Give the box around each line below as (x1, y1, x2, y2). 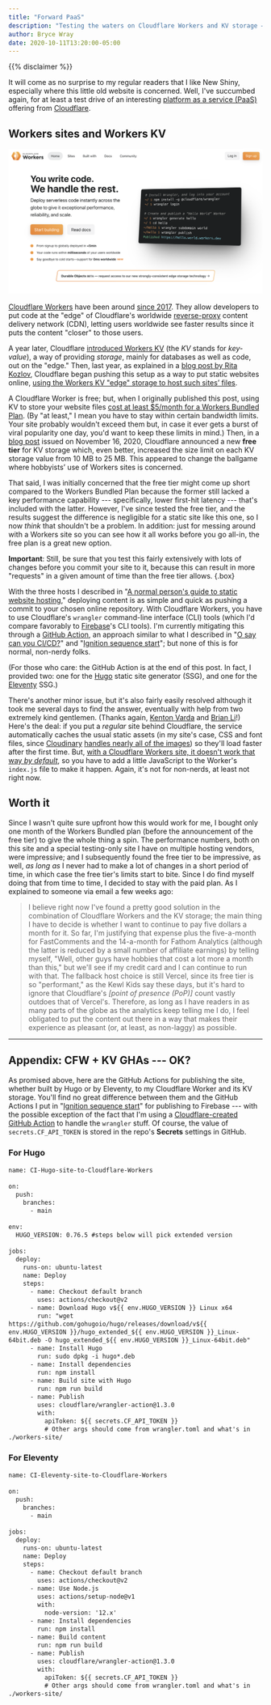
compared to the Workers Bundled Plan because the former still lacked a (8, 486, 250, 496)
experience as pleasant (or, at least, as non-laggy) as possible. (27, 1022, 237, 1032)
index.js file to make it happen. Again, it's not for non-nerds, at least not (8, 765, 250, 774)
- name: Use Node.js (29, 1584, 99, 1593)
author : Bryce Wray (8, 30, 74, 38)
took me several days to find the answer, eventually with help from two (8, 704, 244, 714)
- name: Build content (29, 1633, 106, 1642)
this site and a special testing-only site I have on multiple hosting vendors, (8, 843, 255, 853)
